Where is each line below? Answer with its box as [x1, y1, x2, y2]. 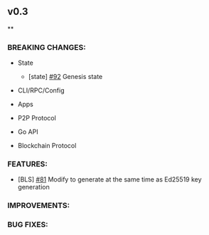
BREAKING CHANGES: [7, 42, 87, 52]
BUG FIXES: [7, 220, 48, 230]
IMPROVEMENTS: [7, 201, 70, 211]
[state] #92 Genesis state [28, 73, 103, 81]
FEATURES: [7, 160, 48, 169]
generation [17, 183, 50, 192]
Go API [17, 127, 38, 136]
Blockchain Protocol [17, 142, 77, 150]
